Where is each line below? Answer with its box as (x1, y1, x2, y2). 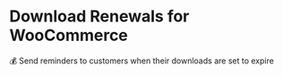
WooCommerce (9, 25, 128, 46)
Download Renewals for (9, 6, 190, 27)
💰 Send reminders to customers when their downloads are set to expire (9, 55, 275, 66)
